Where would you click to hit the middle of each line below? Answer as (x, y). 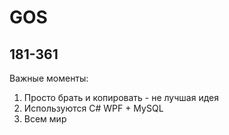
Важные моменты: (49, 78)
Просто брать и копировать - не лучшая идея (121, 97)
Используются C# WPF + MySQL (93, 108)
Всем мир (45, 119)
